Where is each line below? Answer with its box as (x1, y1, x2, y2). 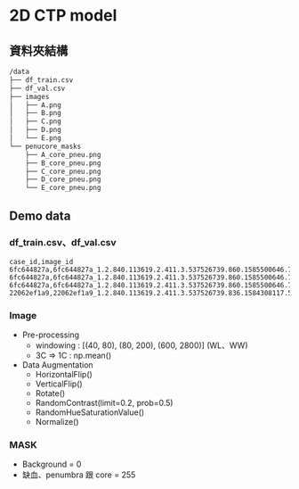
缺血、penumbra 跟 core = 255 (21, 469, 136, 480)
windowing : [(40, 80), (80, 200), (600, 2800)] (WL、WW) (35, 340, 248, 351)
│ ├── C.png (9, 117, 62, 126)
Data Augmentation (21, 360, 93, 370)
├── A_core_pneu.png (25, 150, 101, 159)
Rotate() (35, 388, 66, 399)
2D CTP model (9, 5, 117, 26)
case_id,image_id (9, 257, 74, 266)
